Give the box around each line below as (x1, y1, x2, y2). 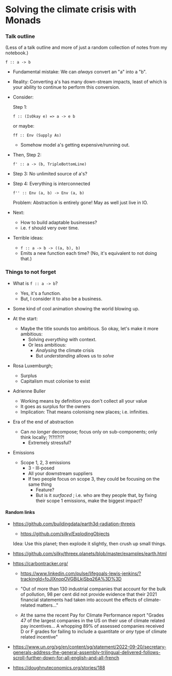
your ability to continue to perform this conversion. (12, 84, 120, 90)
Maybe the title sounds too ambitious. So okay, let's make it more (20, 325, 159, 331)
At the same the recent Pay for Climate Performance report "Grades (20, 612, 164, 618)
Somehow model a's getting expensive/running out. (20, 142, 130, 148)
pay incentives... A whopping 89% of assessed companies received (20, 623, 164, 629)
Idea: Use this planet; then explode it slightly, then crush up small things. (12, 540, 166, 547)
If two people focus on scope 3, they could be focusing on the (28, 475, 160, 482)
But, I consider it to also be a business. (20, 295, 103, 302)
